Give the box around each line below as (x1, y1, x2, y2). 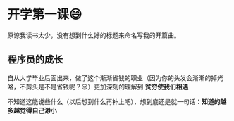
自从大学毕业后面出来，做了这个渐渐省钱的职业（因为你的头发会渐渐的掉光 (7, 73, 223, 82)
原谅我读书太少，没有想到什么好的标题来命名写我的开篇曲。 (7, 31, 180, 39)
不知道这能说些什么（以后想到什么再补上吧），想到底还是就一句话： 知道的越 (7, 97, 227, 106)
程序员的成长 (7, 53, 63, 65)
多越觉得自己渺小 (7, 106, 57, 115)
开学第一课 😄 (7, 6, 82, 23)
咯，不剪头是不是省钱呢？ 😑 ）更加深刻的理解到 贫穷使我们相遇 (7, 82, 189, 91)
